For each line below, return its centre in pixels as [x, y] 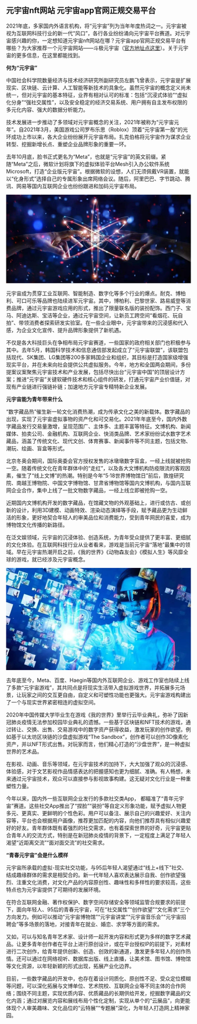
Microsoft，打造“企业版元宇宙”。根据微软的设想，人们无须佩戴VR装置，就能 [98, 171]
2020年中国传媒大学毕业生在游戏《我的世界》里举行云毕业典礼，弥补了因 [95, 715]
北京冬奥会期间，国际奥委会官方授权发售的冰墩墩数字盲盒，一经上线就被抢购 [98, 461]
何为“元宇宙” [22, 68]
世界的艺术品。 [24, 751]
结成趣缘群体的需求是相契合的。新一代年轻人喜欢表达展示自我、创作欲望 [93, 875]
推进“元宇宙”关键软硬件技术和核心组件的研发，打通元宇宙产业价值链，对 [103, 379]
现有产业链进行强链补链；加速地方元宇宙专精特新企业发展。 [78, 386]
